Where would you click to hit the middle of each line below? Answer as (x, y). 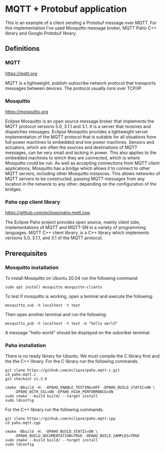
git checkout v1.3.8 (26, 379)
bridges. (14, 189)
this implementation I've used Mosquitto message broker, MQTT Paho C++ (81, 28)
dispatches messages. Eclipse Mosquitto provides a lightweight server (77, 131)
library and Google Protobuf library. (41, 33)
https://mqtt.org (21, 73)
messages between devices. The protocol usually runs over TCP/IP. (74, 88)
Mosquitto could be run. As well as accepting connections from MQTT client (82, 163)
